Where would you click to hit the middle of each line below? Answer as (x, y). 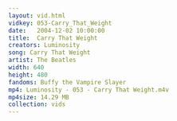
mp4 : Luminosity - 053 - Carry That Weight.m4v (89, 90)
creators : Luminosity (44, 45)
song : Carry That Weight (49, 53)
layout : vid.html (37, 16)
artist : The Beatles (43, 60)
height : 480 (28, 75)
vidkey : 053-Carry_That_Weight (60, 23)
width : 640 (26, 68)
